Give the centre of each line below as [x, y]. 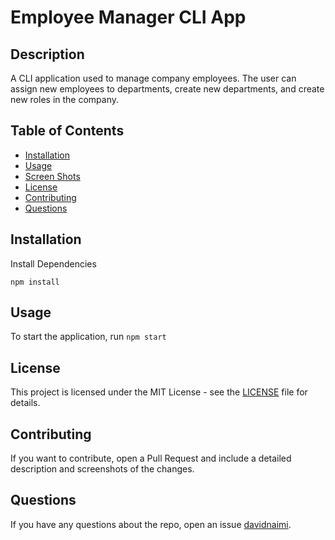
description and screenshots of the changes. [102, 469]
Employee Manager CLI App [128, 17]
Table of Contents [67, 131]
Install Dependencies [53, 263]
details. [25, 403]
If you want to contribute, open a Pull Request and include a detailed [151, 458]
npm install [35, 282]
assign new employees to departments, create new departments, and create [167, 89]
